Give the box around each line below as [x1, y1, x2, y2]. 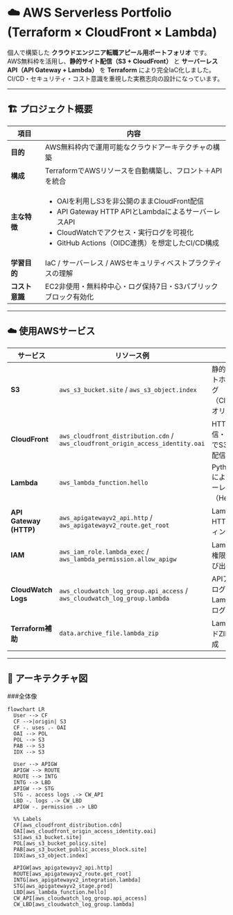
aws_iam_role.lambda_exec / [59, 547, 149, 556]
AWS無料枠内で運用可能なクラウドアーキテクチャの [44, 142, 214, 152]
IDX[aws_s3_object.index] [13, 852, 89, 859]
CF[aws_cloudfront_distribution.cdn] [13, 822, 123, 829]
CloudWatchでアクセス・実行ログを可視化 [56, 227, 194, 237]
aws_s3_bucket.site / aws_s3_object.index [59, 384, 198, 394]
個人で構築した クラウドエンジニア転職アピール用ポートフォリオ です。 [7, 48, 211, 56]
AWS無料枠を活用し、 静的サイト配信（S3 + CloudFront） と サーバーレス [7, 56, 218, 65]
